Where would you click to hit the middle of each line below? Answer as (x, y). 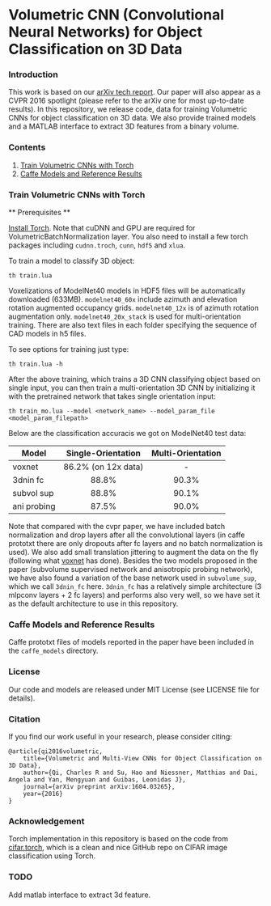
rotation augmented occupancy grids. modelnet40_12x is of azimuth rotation (133, 308)
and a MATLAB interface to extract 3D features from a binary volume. (124, 126)
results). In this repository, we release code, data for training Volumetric (128, 109)
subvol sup (33, 493)
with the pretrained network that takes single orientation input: (112, 396)
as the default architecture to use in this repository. (93, 603)
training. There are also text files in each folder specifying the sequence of (133, 325)
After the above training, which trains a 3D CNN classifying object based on (134, 379)
